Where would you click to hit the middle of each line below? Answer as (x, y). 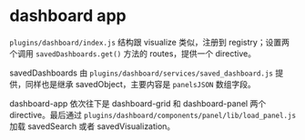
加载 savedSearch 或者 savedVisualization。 (92, 126)
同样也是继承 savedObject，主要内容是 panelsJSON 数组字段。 (141, 84)
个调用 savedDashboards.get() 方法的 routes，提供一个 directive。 (133, 53)
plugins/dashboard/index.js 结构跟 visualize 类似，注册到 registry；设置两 (149, 42)
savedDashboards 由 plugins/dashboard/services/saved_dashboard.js (142, 73)
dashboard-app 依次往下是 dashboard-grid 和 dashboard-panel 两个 (138, 103)
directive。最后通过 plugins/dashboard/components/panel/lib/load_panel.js (153, 115)
